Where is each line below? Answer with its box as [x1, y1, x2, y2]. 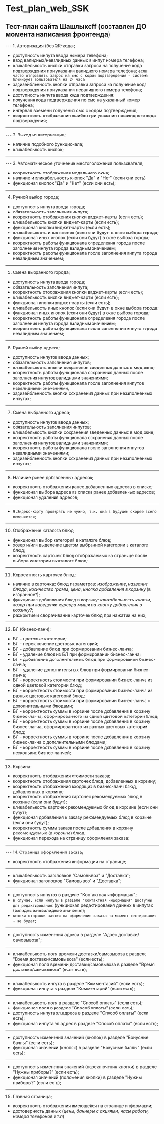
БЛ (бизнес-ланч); [12, 626, 51, 632]
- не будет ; [12, 918, 36, 924]
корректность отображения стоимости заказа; [12, 773, 110, 779]
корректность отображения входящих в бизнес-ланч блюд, [12, 783, 138, 789]
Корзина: [12, 764, 32, 769]
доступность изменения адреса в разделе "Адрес [12, 932, 117, 937]
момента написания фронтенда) [5, 30, 111, 38]
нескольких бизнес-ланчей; [12, 750, 71, 756]
